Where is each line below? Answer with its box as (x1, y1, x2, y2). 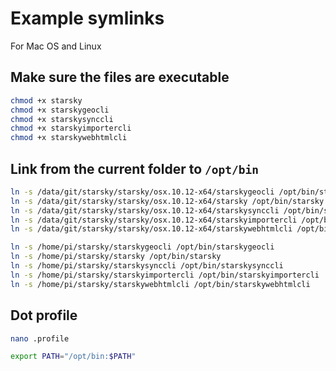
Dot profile (10, 307, 78, 324)
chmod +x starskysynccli (10, 114, 114, 124)
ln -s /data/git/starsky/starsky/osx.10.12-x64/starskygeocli (10, 187, 275, 197)
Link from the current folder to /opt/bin (10, 160, 259, 177)
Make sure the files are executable (10, 69, 230, 86)
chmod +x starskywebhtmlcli (10, 133, 128, 143)
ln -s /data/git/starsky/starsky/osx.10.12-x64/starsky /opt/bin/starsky (10, 196, 325, 206)
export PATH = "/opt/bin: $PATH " (10, 352, 137, 362)
